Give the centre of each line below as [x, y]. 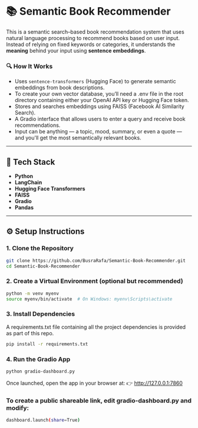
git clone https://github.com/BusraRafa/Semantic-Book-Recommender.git [96, 260]
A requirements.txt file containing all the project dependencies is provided [96, 327]
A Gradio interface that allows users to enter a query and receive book [100, 119]
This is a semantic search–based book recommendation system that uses [95, 32]
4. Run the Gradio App [38, 359]
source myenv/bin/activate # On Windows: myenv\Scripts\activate [89, 299]
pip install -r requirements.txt [47, 344]
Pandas [24, 208]
